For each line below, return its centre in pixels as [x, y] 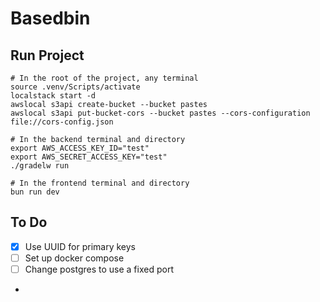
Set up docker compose [74, 258]
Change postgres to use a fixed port [99, 269]
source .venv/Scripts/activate [75, 87]
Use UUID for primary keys [80, 246]
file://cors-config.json [62, 122]
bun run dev [35, 192]
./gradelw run [40, 166]
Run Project [47, 55]
